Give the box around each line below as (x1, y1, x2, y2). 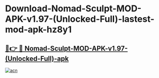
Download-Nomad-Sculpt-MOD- (5, 3, 142, 14)
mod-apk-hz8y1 (5, 24, 72, 35)
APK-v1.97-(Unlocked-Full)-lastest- (5, 13, 155, 25)
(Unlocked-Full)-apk (5, 54, 69, 63)
